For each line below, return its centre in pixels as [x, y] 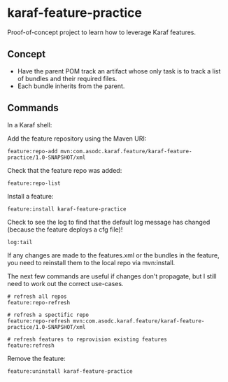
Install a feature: [30, 196]
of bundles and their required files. [67, 78]
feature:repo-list [34, 183]
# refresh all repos [37, 296]
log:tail [20, 242]
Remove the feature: [37, 358]
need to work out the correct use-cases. [65, 283]
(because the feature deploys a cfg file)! [65, 229]
